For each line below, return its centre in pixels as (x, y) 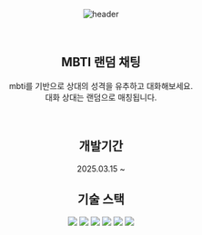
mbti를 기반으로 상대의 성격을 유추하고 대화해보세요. (101, 85)
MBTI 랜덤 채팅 (101, 62)
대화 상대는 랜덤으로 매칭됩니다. (101, 97)
